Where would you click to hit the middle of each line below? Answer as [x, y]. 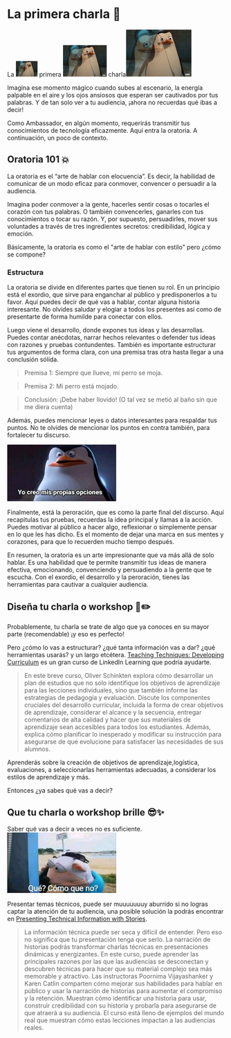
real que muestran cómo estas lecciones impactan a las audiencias [120, 1020]
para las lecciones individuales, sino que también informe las [111, 690]
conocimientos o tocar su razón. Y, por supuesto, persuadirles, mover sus [112, 219]
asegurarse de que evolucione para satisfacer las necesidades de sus [123, 742]
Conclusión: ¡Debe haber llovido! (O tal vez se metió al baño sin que [121, 399]
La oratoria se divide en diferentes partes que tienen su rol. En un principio [113, 287]
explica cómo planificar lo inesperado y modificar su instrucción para [123, 735]
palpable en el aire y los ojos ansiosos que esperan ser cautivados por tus [113, 95]
